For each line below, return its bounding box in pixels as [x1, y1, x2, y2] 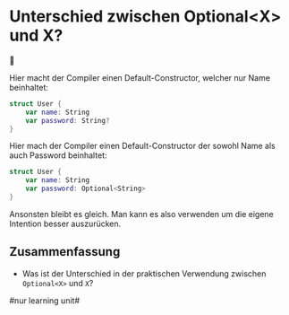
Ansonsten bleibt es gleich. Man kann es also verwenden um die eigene [9, 208, 275, 219]
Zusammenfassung [9, 244, 121, 259]
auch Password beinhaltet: [9, 150, 107, 161]
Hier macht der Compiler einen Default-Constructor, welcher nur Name [9, 72, 271, 83]
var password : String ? [25, 116, 110, 125]
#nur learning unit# [9, 294, 81, 306]
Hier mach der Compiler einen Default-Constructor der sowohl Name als [9, 141, 276, 152]
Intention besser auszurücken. [9, 218, 122, 229]
